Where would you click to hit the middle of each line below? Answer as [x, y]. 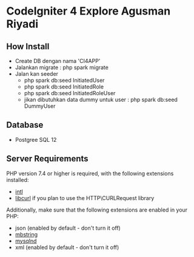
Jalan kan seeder [37, 74]
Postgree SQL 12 [36, 139]
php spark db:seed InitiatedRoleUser [70, 93]
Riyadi [22, 24]
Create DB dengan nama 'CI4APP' [58, 61]
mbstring [26, 234]
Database [25, 125]
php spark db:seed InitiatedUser [64, 80]
